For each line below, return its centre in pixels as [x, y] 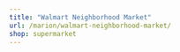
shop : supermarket [43, 33]
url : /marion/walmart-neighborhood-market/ [90, 26]
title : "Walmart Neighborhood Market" [80, 17]
